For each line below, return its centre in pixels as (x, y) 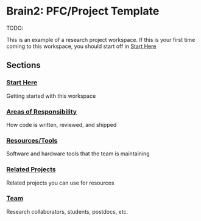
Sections (23, 65)
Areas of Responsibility (42, 112)
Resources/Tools (32, 140)
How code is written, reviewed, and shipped (62, 124)
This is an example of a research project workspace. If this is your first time (101, 39)
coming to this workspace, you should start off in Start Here (81, 46)
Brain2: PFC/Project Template (83, 11)
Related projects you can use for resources (60, 183)
